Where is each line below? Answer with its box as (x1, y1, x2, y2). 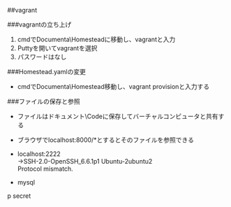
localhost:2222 (17, 150, 61, 158)
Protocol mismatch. (17, 164, 73, 173)
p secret (7, 192, 31, 200)
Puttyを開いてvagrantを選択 (17, 44, 98, 52)
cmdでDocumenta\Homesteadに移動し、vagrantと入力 (17, 35, 176, 43)
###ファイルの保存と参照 (7, 97, 80, 106)
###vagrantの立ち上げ (7, 20, 72, 29)
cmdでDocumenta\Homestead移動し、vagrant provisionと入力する (17, 83, 210, 90)
